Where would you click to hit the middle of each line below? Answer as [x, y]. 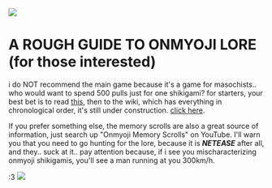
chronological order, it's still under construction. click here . [107, 110]
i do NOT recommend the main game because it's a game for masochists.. [133, 84]
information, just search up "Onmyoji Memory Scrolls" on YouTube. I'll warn [135, 135]
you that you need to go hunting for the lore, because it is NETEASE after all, [136, 143]
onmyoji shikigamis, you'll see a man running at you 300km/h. [112, 160]
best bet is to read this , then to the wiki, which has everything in [115, 101]
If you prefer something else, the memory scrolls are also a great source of [134, 126]
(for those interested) [82, 62]
